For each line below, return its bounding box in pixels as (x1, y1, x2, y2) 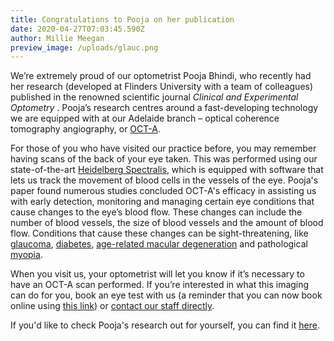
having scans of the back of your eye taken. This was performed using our (10, 153, 318, 165)
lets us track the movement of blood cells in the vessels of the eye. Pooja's (10, 174, 319, 186)
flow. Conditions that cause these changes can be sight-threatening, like (10, 227, 309, 240)
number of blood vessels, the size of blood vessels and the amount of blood (10, 217, 324, 229)
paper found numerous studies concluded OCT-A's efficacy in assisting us (10, 185, 317, 197)
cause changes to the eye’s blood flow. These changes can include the (10, 206, 303, 218)
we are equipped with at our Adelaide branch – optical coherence (10, 112, 280, 125)
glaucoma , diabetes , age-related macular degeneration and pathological (10, 238, 308, 250)
